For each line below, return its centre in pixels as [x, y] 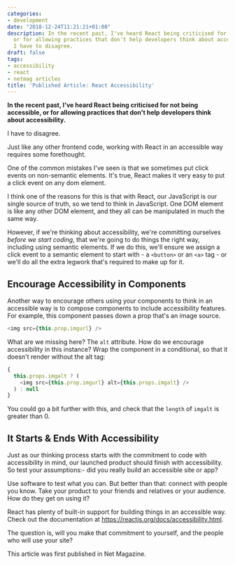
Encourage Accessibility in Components [97, 284]
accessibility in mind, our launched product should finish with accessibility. [115, 463]
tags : [15, 59]
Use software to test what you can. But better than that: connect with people [117, 484]
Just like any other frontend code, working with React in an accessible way [115, 147]
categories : [24, 14]
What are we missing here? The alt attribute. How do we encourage [106, 342]
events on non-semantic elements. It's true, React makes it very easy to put [116, 176]
